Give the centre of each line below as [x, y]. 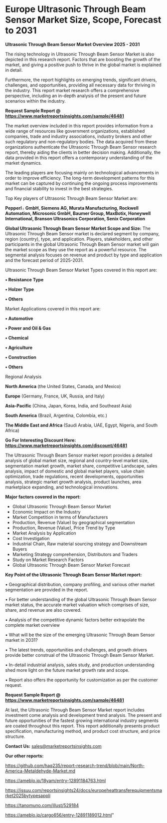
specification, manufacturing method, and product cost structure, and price [83, 731]
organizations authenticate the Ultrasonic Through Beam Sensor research [81, 147]
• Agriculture [19, 347]
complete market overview [32, 625]
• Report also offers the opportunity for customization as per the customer [82, 680]
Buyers [20, 549]
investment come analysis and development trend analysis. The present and [83, 715]
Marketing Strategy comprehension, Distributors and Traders [75, 554]
